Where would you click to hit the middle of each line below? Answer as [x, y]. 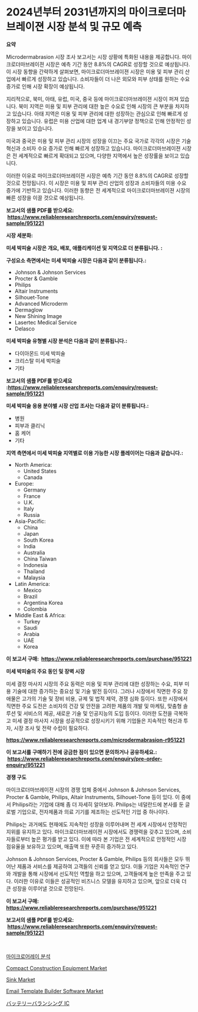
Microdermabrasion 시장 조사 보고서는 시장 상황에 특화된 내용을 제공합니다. [93, 57]
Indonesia [35, 565]
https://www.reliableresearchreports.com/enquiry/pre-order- [85, 758]
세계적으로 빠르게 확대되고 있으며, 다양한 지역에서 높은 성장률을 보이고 [99, 155]
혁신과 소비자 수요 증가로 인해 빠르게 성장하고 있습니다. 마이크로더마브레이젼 [93, 148]
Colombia [35, 609]
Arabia [32, 634]
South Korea [39, 540]
